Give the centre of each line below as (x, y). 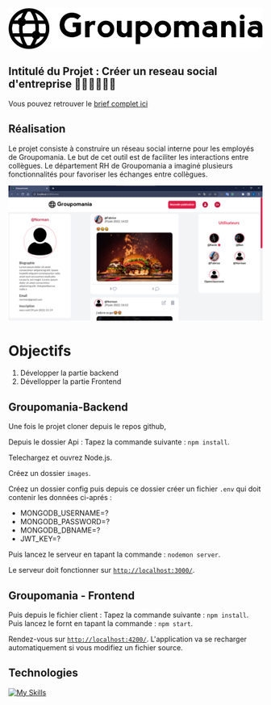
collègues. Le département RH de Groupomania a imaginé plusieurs (121, 165)
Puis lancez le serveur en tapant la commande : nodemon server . (115, 555)
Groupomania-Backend (68, 407)
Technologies (44, 673)
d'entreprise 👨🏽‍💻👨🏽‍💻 (63, 84)
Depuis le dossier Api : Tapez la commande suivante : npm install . (119, 442)
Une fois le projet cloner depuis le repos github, (88, 427)
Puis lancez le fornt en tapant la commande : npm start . (101, 623)
